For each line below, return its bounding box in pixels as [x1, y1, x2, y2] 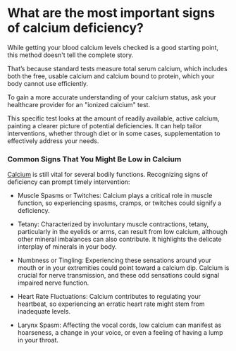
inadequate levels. [17, 307, 71, 316]
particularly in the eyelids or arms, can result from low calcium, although [17, 228, 228, 236]
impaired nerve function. [17, 278, 89, 287]
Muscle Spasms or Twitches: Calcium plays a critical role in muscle [17, 192, 213, 200]
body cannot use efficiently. [7, 79, 89, 87]
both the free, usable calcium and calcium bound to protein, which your [7, 72, 215, 80]
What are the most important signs [7, 5, 216, 21]
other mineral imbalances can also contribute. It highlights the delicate [17, 235, 222, 244]
